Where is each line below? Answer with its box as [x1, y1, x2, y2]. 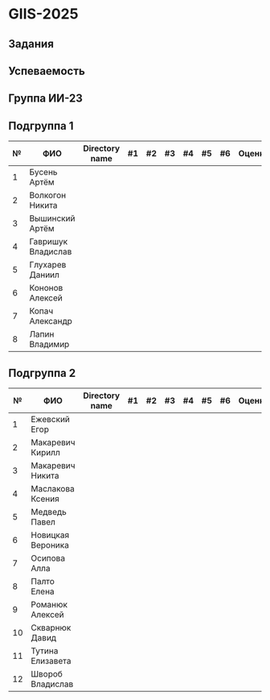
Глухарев [29, 259, 67, 271]
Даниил [29, 269, 60, 280]
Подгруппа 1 [8, 118, 74, 133]
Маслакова [31, 483, 75, 494]
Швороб [31, 668, 63, 679]
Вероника [31, 539, 70, 550]
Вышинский [29, 213, 76, 224]
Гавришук [29, 236, 68, 247]
